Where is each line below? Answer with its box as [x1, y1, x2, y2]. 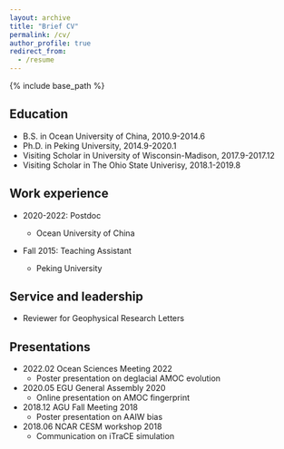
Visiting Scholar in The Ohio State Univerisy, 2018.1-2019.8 [22, 160, 241, 171]
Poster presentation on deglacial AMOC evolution [35, 373, 220, 384]
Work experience [9, 186, 109, 201]
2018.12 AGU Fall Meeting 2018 [22, 402, 139, 413]
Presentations [9, 339, 91, 355]
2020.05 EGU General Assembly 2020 [22, 383, 166, 394]
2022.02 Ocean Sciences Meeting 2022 [22, 364, 172, 375]
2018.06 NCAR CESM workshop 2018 [22, 421, 162, 432]
